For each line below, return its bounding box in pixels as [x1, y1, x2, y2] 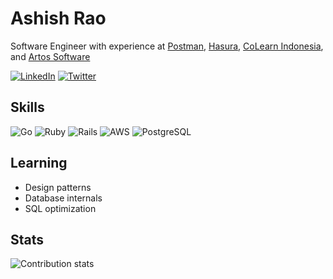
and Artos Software [10, 50, 91, 62]
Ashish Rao [10, 7, 107, 30]
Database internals [24, 192, 103, 204]
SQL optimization [24, 202, 97, 214]
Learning [10, 155, 68, 172]
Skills [10, 99, 45, 116]
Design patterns [24, 181, 92, 193]
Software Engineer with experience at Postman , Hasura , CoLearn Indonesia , [10, 40, 324, 52]
